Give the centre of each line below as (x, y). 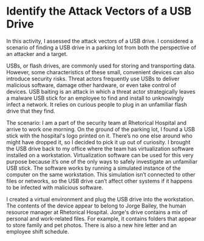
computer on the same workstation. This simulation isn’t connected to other (101, 174)
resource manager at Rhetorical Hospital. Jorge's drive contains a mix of (97, 212)
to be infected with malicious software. (55, 187)
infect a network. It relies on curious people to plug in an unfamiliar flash (97, 104)
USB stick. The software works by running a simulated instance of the (93, 168)
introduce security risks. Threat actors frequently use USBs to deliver (93, 79)
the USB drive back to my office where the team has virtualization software (100, 148)
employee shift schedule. (38, 231)
